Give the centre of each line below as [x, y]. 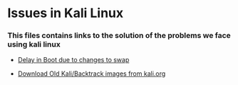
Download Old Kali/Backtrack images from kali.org [92, 74]
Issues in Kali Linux [66, 13]
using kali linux [34, 44]
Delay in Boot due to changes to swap [73, 60]
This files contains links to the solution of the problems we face [119, 36]
